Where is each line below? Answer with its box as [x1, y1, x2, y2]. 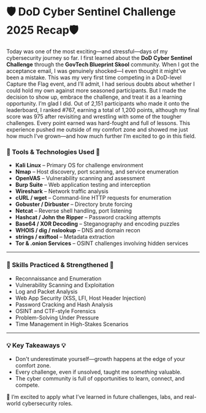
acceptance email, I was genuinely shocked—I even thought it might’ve [6, 67, 186, 74]
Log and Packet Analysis [15, 287, 78, 295]
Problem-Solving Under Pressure [15, 314, 99, 321]
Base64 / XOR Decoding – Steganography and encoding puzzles [15, 220, 180, 227]
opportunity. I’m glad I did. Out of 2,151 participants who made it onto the [6, 99, 190, 107]
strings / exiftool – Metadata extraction [15, 233, 115, 241]
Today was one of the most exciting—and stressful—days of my [6, 47, 168, 55]
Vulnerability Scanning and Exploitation [15, 281, 115, 289]
